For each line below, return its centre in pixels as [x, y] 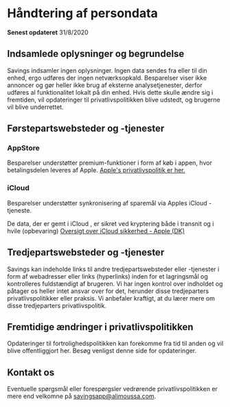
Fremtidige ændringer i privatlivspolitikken [100, 327]
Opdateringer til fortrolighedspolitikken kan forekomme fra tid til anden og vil [115, 344]
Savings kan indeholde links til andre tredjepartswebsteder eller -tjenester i [113, 269]
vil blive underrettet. [35, 107]
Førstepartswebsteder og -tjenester [86, 129]
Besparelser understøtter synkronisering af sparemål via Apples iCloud [107, 203]
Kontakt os [31, 372]
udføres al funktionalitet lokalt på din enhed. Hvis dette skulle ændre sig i [110, 92]
